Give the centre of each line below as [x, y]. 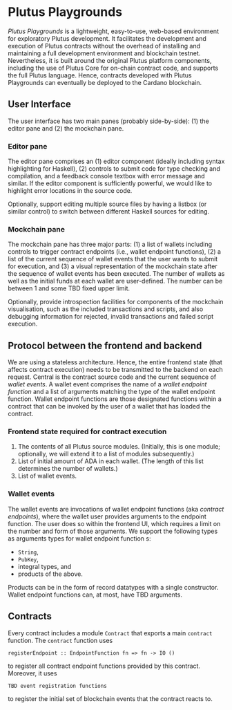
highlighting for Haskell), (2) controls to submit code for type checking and [114, 169]
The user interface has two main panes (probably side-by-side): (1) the [108, 121]
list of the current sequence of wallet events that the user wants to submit [113, 259]
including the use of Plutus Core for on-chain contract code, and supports [113, 68]
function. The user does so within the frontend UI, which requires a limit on [114, 523]
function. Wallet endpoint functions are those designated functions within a [115, 399]
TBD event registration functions [58, 686]
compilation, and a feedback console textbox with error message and [107, 176]
